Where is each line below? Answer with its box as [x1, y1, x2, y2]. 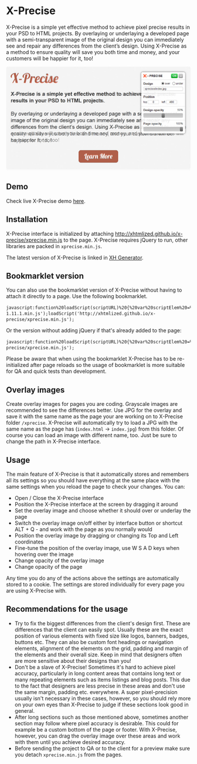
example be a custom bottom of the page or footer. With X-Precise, [14, 726, 177, 733]
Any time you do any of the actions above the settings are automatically [6, 575, 179, 582]
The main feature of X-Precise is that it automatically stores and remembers [6, 471, 189, 478]
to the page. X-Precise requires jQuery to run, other [63, 236, 188, 243]
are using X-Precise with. [6, 587, 67, 595]
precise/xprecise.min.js [6, 236, 63, 243]
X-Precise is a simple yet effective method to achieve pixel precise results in [6, 24, 191, 31]
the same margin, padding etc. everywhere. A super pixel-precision [14, 688, 178, 695]
